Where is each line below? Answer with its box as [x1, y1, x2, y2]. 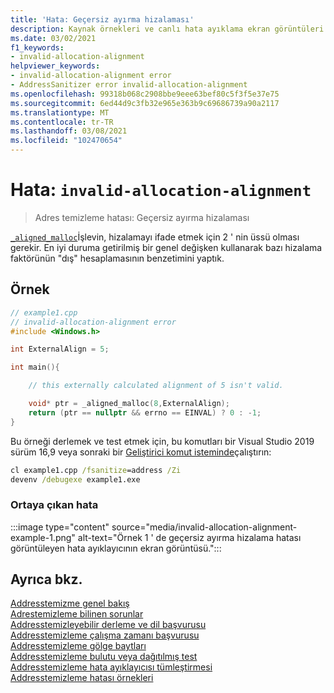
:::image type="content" [10, 521, 110, 533]
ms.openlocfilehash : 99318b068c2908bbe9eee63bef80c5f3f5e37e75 [10, 89, 280, 99]
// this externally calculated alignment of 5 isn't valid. [28, 381, 284, 391]
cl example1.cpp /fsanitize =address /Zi [10, 465, 182, 475]
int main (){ [10, 362, 60, 373]
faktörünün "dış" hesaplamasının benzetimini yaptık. [10, 252, 225, 264]
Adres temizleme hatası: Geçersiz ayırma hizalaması [34, 211, 250, 223]
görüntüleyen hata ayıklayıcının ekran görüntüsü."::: [10, 542, 222, 554]
